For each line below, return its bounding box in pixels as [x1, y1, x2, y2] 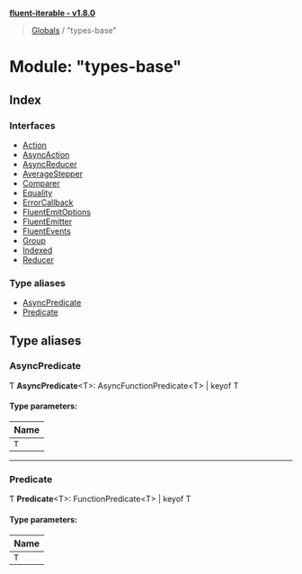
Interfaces [9, 119, 56, 131]
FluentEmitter [22, 216, 73, 227]
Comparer [22, 177, 60, 188]
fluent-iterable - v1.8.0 [9, 8, 96, 18]
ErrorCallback [22, 197, 74, 208]
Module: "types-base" [9, 57, 182, 77]
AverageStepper [22, 168, 84, 179]
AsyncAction [22, 148, 70, 160]
